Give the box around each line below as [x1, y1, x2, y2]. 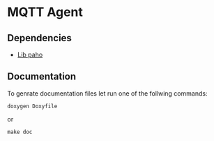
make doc [7, 128, 33, 135]
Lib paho [17, 50, 43, 59]
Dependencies [7, 32, 72, 44]
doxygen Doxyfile [7, 103, 58, 110]
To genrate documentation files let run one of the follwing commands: [7, 89, 208, 98]
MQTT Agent [7, 4, 84, 20]
